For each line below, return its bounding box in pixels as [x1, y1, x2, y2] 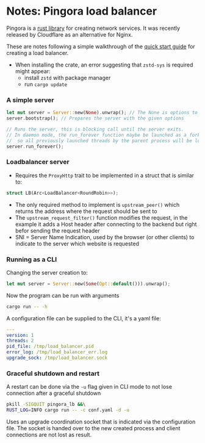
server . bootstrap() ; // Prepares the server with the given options [6, 115, 184, 121]
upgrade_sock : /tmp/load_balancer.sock [6, 355, 108, 361]
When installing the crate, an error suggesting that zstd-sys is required [15, 61, 193, 68]
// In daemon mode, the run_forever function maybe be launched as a [6, 132, 187, 138]
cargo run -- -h [6, 303, 48, 309]
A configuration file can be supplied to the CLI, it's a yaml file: [6, 314, 161, 322]
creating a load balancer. [6, 49, 69, 56]
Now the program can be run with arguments [6, 292, 120, 299]
